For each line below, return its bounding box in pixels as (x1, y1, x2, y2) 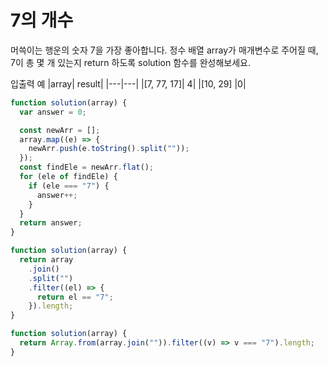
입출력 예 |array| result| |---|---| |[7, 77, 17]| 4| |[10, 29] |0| (10, 77, 247, 90)
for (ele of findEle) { (19, 172, 118, 182)
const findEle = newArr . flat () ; (19, 162, 155, 173)
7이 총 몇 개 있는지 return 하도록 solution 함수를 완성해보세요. (10, 56, 252, 68)
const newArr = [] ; (19, 125, 101, 135)
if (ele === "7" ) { (28, 181, 110, 191)
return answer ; (19, 218, 83, 228)
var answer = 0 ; (19, 107, 87, 117)
